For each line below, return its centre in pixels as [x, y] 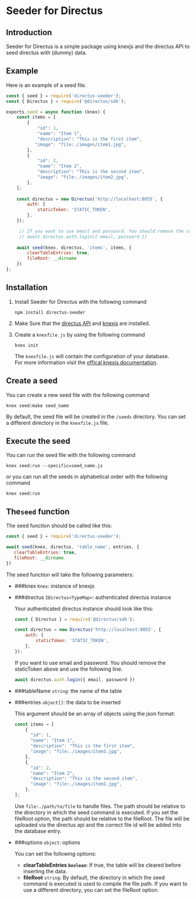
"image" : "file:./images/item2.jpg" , [83, 177]
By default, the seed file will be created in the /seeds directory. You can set [96, 416]
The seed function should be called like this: [59, 526]
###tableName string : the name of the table [68, 691]
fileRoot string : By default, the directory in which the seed [94, 877]
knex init [27, 345]
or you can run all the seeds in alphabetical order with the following [87, 477]
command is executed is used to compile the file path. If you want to [105, 883]
